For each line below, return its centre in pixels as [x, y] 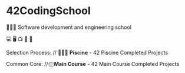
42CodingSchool [48, 11]
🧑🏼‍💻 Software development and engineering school [69, 27]
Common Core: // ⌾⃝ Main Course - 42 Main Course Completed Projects [93, 64]
